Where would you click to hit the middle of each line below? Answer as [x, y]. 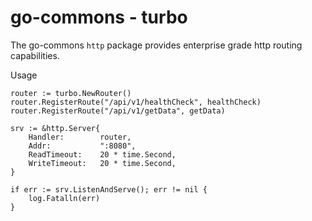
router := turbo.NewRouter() [71, 93]
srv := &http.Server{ [55, 128]
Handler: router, [80, 137]
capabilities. [35, 55]
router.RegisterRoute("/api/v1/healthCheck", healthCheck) [136, 102]
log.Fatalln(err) [64, 198]
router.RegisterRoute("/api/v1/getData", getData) [118, 111]
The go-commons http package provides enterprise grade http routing [156, 45]
